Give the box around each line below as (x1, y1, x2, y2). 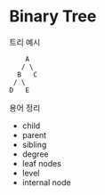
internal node (21, 176, 71, 188)
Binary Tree (9, 6, 97, 27)
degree (21, 149, 49, 159)
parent (21, 129, 47, 140)
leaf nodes (21, 158, 62, 168)
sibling (21, 139, 47, 150)
